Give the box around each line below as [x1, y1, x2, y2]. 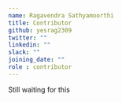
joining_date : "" [8, 56, 65, 64]
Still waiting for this [8, 85, 71, 94]
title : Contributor [8, 19, 72, 27]
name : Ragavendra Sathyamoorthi [8, 11, 114, 20]
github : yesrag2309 [8, 26, 72, 34]
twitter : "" [8, 33, 47, 42]
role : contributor [8, 63, 72, 71]
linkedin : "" [8, 41, 51, 49]
